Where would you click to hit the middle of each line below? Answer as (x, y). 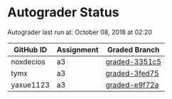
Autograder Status (63, 12)
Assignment (77, 49)
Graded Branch (133, 49)
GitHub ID (31, 49)
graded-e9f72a (132, 85)
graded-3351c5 (134, 61)
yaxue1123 (30, 85)
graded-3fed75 (132, 73)
